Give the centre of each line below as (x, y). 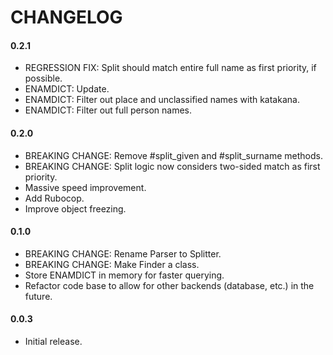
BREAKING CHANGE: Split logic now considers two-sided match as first (172, 166)
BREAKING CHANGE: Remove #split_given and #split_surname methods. (173, 155)
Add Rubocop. (54, 198)
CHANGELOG (66, 17)
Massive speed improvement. (85, 187)
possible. (43, 78)
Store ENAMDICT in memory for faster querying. (124, 275)
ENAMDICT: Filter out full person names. (108, 110)
